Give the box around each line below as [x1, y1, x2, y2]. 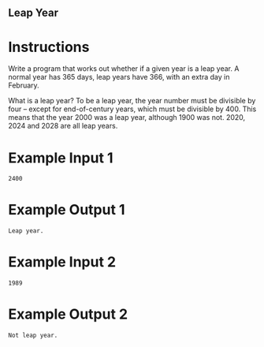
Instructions [8, 38, 90, 56]
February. [8, 80, 39, 90]
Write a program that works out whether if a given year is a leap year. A [8, 64, 240, 73]
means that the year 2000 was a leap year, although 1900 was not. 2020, [8, 113, 246, 122]
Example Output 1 [8, 201, 125, 219]
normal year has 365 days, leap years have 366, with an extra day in [8, 73, 230, 82]
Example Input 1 [8, 149, 113, 166]
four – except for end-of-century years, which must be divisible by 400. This [8, 104, 257, 114]
